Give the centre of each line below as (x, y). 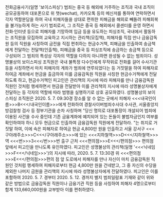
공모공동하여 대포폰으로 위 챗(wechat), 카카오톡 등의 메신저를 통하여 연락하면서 (80, 13)
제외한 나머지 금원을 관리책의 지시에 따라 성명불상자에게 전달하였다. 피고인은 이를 (82, 171)
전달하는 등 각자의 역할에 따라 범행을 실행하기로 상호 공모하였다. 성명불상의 (76, 92)
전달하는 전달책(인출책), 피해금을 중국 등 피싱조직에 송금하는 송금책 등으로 (84, 50)
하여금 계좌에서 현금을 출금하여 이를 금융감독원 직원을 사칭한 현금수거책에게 (77, 74)
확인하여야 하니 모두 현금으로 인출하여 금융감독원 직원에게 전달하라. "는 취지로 (79, 123)
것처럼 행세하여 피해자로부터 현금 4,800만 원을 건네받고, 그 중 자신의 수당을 (85, 165)
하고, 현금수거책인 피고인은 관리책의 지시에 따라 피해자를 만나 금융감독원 (86, 80)
